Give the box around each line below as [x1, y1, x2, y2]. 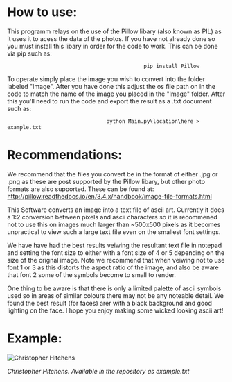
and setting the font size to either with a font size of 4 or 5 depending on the [7, 248, 225, 257]
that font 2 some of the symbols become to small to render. [7, 270, 177, 279]
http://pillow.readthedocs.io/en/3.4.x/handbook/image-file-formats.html [7, 192, 213, 200]
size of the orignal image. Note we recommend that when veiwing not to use [7, 256, 225, 264]
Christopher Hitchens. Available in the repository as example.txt [7, 367, 190, 375]
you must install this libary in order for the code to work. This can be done [7, 42, 218, 50]
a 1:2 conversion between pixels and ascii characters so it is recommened [7, 213, 218, 221]
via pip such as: [7, 49, 52, 58]
